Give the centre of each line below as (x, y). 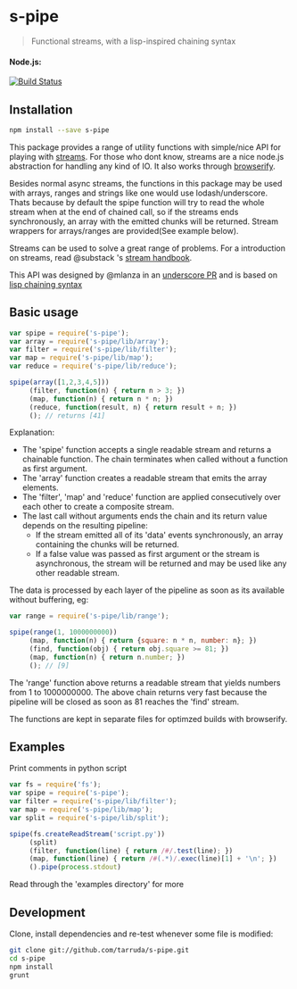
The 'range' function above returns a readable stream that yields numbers (145, 682)
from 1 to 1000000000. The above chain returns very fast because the (138, 692)
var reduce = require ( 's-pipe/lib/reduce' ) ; (93, 366)
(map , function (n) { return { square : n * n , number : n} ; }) (143, 641)
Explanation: (32, 432)
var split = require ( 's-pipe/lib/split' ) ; (89, 818)
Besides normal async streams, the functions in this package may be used (146, 183)
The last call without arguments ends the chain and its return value (144, 516)
